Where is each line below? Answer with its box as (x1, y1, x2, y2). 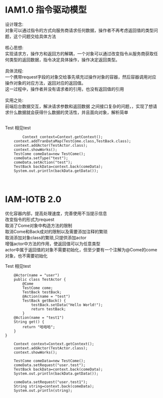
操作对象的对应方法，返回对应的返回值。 (5, 80, 86, 86)
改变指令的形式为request (5, 216, 55, 222)
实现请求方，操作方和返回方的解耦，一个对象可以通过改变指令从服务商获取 (5, 50, 154, 56)
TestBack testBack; (22, 290, 62, 294)
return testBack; (31, 306, 66, 311)
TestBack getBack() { (22, 298, 66, 303)
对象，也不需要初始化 (5, 253, 48, 259)
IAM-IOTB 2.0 (5, 194, 62, 205)
